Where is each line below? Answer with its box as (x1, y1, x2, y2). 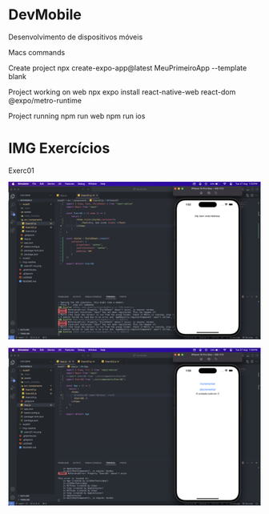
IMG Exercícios (8, 139, 110, 158)
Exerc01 (8, 166, 34, 175)
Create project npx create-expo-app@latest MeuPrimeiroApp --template (8, 62, 247, 73)
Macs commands (8, 47, 66, 57)
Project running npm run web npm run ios (8, 110, 146, 121)
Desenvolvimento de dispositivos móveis (8, 32, 143, 42)
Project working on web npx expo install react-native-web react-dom (8, 86, 236, 97)
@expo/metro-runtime (8, 95, 82, 105)
